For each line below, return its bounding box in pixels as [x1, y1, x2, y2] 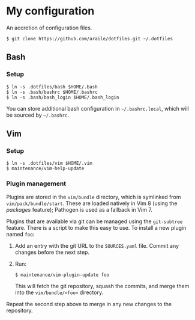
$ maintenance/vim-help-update [6, 165, 85, 172]
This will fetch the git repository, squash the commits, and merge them [14, 282, 190, 289]
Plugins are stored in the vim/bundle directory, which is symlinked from [6, 193, 181, 200]
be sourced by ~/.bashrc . [6, 111, 70, 118]
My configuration [6, 4, 95, 18]
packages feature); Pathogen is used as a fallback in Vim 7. [6, 206, 153, 213]
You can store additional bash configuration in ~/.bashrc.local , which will [6, 105, 189, 112]
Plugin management [6, 179, 67, 188]
